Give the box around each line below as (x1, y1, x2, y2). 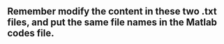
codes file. (7, 27, 54, 39)
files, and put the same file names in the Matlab (7, 17, 218, 29)
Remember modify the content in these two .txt (7, 6, 218, 17)
